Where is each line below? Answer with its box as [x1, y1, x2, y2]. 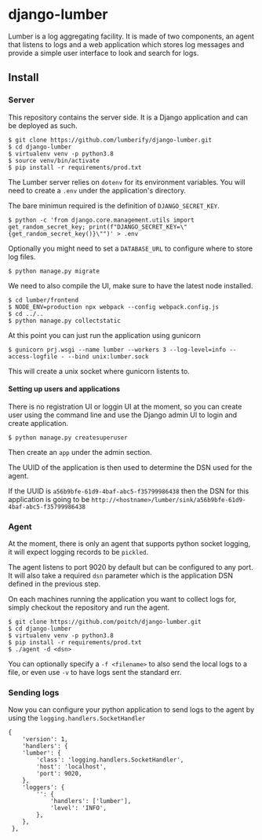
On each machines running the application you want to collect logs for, [8, 595, 237, 604]
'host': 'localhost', [36, 763, 107, 771]
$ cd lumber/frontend [8, 296, 79, 304]
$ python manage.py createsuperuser [8, 434, 128, 442]
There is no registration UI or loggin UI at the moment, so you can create [8, 402, 242, 411]
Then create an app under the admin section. [8, 447, 152, 457]
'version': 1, [22, 735, 68, 743]
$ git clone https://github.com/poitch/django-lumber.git [8, 618, 202, 626]
